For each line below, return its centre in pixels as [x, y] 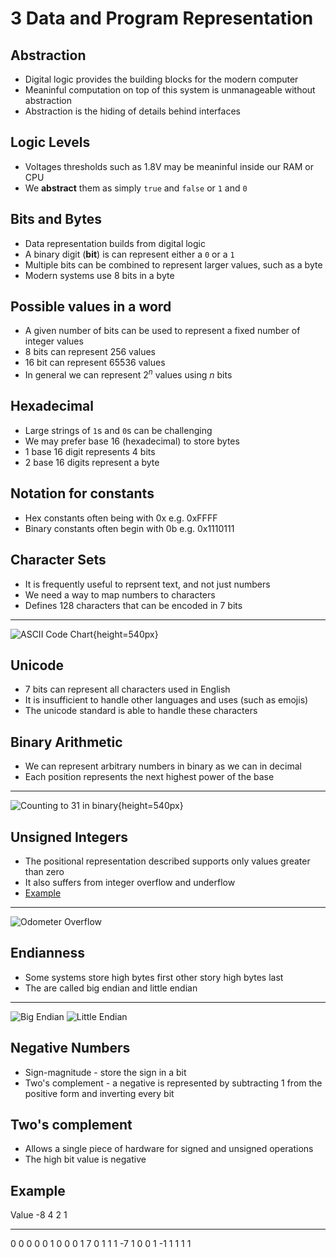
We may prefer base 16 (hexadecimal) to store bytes [132, 441]
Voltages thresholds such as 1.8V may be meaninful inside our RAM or [169, 166]
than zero [44, 871]
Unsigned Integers [69, 837]
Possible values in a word [91, 307]
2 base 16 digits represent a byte [92, 462]
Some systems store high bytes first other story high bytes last [154, 977]
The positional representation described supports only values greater [167, 861]
